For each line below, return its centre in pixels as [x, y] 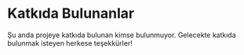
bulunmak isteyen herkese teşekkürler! [70, 43]
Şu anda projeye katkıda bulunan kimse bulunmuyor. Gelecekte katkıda [122, 35]
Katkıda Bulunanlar [71, 14]
